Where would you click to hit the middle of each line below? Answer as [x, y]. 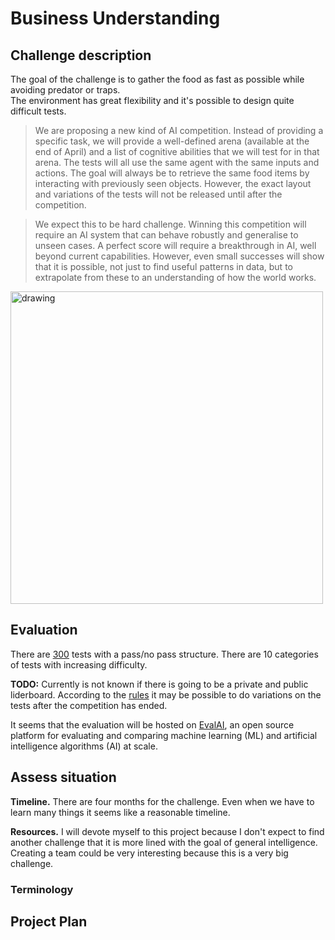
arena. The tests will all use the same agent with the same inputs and [177, 162]
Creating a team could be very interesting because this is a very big [149, 853]
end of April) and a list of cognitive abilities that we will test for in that [177, 151]
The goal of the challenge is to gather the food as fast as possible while [157, 79]
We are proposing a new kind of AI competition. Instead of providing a [179, 130]
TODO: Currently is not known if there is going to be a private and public [159, 684]
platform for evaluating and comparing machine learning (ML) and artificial [164, 735]
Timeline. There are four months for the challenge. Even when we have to [162, 801]
